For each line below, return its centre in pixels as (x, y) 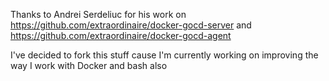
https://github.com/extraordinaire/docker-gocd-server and (131, 25)
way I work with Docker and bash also (89, 65)
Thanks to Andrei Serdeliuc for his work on (98, 14)
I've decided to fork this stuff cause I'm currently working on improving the (164, 55)
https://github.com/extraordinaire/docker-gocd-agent (121, 35)
